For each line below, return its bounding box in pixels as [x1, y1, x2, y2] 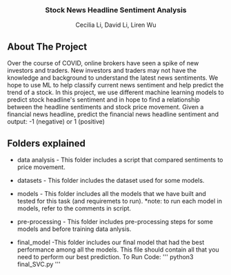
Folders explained [7, 137, 86, 149]
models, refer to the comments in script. [17, 204, 132, 212]
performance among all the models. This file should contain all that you [17, 245, 219, 254]
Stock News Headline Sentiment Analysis [44, 5, 187, 14]
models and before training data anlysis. [17, 225, 132, 233]
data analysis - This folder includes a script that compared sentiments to [17, 155, 223, 164]
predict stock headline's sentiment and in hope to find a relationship [7, 96, 200, 104]
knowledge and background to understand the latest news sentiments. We [7, 74, 219, 82]
